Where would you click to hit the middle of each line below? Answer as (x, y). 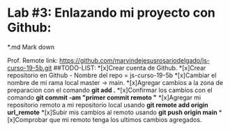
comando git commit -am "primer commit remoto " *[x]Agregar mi (104, 97)
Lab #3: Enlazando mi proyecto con (112, 13)
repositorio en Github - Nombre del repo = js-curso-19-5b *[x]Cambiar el (112, 75)
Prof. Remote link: (32, 60)
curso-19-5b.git (30, 68)
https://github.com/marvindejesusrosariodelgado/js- (135, 60)
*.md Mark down (31, 47)
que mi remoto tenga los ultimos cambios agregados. (125, 119)
